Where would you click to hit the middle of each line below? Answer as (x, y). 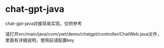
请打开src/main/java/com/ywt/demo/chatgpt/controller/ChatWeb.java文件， (84, 34)
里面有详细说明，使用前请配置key (40, 40)
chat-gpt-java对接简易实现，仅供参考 (44, 23)
